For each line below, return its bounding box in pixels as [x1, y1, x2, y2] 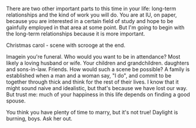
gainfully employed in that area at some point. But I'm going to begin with [6, 24, 185, 31]
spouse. [6, 97, 26, 104]
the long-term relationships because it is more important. [6, 30, 145, 37]
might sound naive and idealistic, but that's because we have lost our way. [6, 85, 188, 91]
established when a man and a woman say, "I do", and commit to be [6, 72, 172, 79]
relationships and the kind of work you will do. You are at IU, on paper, [6, 11, 177, 18]
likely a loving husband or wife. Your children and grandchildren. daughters [6, 59, 189, 66]
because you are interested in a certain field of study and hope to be [6, 18, 173, 24]
